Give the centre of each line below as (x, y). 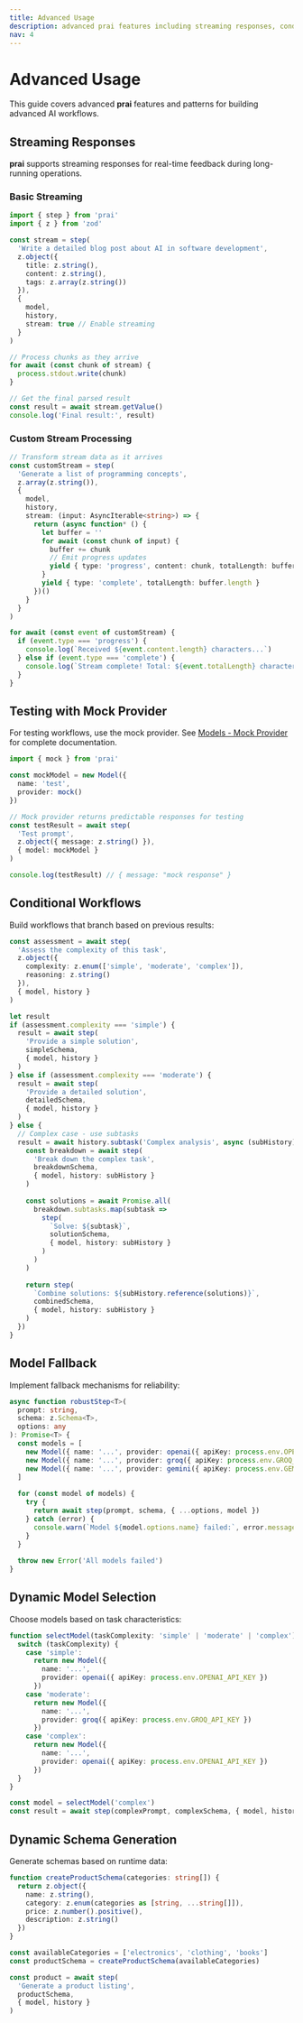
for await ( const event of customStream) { (92, 633)
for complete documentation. (63, 743)
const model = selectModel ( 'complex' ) (82, 1803)
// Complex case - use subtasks (78, 1133)
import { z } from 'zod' (56, 224)
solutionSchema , (80, 1234)
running (24, 173)
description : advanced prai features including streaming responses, (143, 26)
